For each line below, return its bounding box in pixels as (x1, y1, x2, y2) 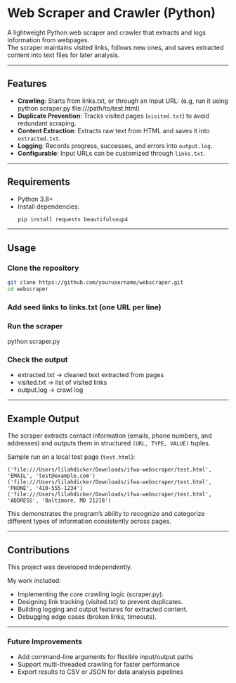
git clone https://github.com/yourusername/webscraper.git (7, 279, 184, 286)
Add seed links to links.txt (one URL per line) (7, 302, 162, 312)
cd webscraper (7, 285, 49, 293)
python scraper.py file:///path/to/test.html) (17, 104, 140, 112)
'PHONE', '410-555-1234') (7, 485, 83, 492)
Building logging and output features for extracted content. (17, 605, 188, 614)
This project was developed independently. (7, 562, 132, 572)
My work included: (7, 577, 61, 585)
